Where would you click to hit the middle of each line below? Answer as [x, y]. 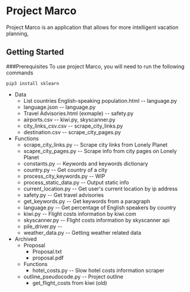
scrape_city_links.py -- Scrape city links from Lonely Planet [96, 145]
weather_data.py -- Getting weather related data [82, 232]
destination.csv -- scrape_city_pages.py [72, 132]
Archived [26, 239]
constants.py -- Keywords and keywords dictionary [86, 163]
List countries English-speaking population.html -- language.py [100, 100]
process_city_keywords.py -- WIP [64, 176]
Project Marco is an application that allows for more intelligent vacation [92, 27]
